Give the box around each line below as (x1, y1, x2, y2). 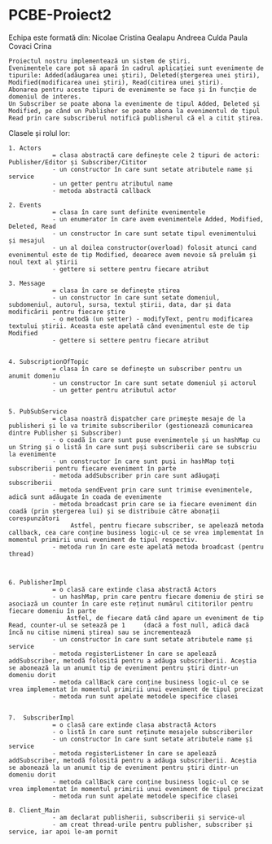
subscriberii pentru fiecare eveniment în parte (8, 464, 177, 473)
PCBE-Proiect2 (8, 6, 112, 24)
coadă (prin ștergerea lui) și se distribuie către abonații (8, 507, 221, 515)
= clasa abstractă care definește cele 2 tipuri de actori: (51, 151, 261, 160)
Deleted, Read (8, 222, 57, 230)
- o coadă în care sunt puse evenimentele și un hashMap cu (51, 435, 261, 444)
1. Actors (8, 144, 42, 152)
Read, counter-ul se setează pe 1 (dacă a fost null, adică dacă (8, 621, 250, 629)
